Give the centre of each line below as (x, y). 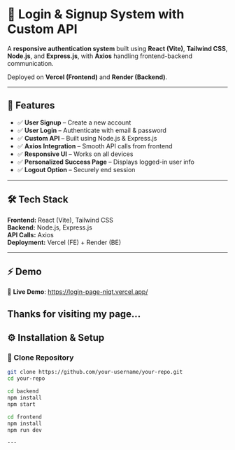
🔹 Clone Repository (41, 358)
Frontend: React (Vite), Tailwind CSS (60, 220)
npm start (22, 404)
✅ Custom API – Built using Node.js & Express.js (87, 138)
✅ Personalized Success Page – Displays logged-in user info (106, 162)
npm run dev (24, 430)
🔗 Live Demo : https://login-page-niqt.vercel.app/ (78, 292)
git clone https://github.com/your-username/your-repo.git (95, 372)
